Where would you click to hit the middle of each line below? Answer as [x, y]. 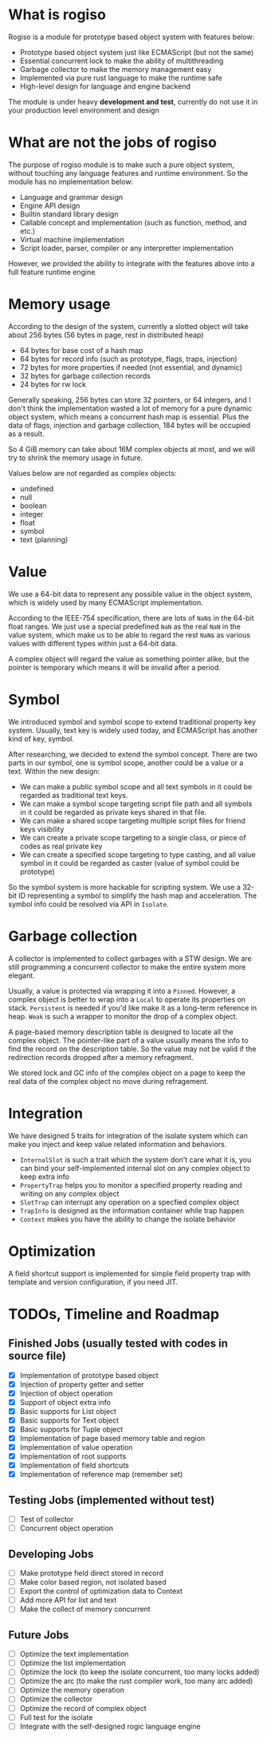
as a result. [27, 434]
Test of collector [47, 1519]
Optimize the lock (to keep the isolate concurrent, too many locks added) [139, 1672]
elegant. [22, 975]
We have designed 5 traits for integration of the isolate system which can [128, 1135]
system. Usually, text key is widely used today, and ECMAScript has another [133, 730]
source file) [37, 1356]
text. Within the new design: [54, 771]
